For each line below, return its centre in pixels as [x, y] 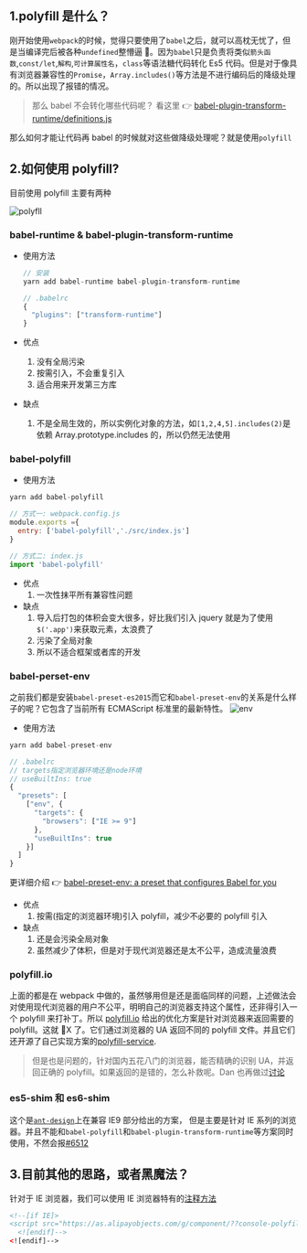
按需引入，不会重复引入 [80, 373]
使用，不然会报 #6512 [49, 1142]
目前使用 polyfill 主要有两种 [60, 193]
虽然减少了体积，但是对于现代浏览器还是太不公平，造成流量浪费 [156, 950]
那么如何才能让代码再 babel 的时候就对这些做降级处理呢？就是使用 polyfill [151, 137]
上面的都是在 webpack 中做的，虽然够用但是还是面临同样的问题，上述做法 [149, 996]
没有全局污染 [60, 362]
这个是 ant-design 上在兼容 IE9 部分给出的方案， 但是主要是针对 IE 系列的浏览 [153, 1119]
